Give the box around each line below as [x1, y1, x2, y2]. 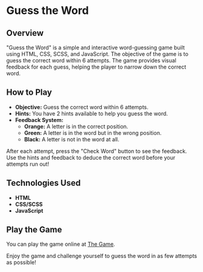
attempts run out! [6, 160, 50, 168]
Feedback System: [15, 116, 64, 123]
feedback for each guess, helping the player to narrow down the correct [6, 63, 187, 70]
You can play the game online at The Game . [6, 240, 115, 248]
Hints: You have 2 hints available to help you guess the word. [15, 110, 168, 117]
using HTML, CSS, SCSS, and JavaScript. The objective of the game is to [6, 50, 189, 58]
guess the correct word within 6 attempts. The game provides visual [6, 57, 177, 64]
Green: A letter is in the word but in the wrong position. [24, 129, 162, 137]
